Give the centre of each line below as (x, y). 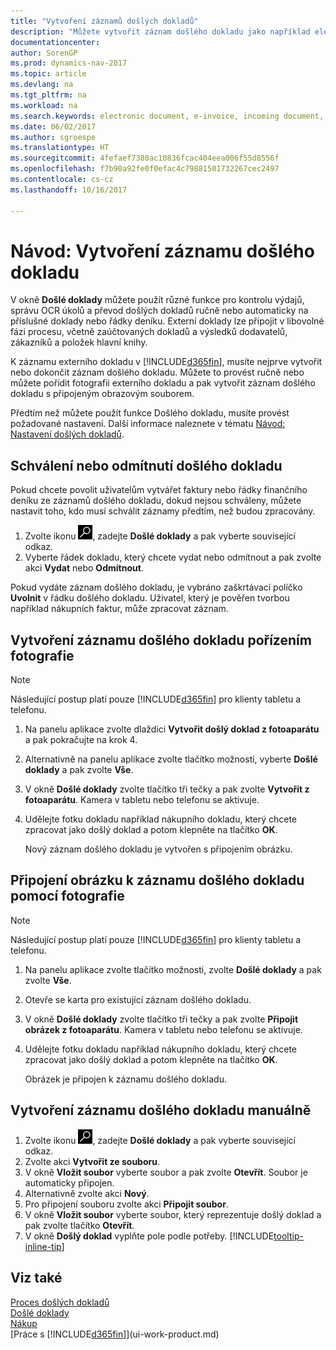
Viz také (36, 1278)
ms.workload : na (44, 105)
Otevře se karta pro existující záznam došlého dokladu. (138, 999)
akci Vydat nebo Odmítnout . (84, 568)
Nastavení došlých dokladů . (67, 434)
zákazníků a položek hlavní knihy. (79, 342)
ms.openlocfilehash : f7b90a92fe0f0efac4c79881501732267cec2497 (145, 169)
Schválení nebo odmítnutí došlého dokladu (146, 465)
